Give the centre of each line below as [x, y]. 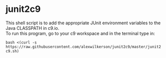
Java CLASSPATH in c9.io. [32, 28]
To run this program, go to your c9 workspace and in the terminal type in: [80, 33]
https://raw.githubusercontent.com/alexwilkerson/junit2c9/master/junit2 [83, 47]
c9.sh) [12, 51]
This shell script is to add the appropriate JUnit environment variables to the [83, 23]
